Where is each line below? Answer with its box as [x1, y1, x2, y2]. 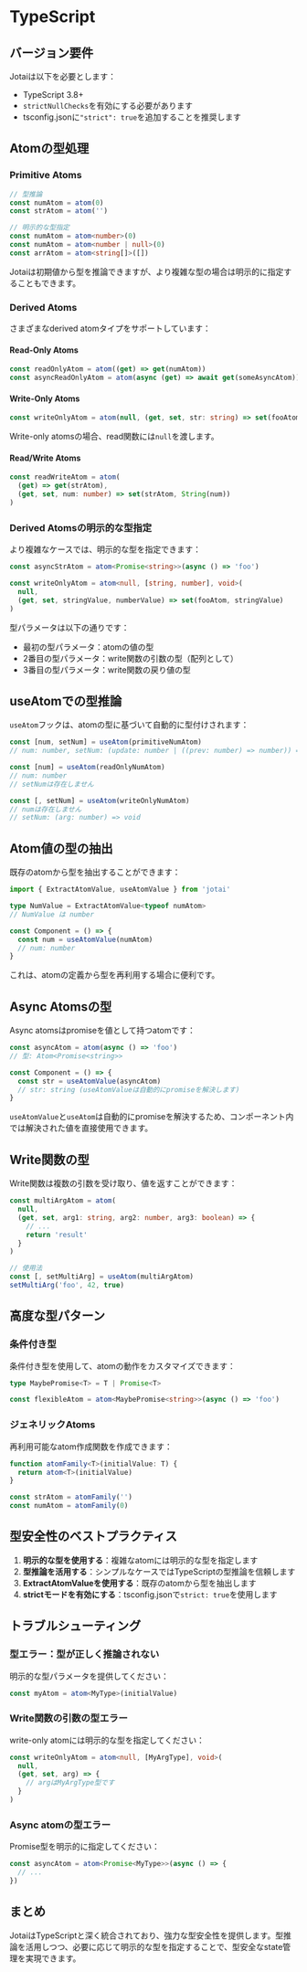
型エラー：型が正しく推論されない [9, 1648, 160, 1660]
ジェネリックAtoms [9, 1418, 96, 1431]
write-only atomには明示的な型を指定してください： [9, 1734, 206, 1745]
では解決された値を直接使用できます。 [9, 1122, 153, 1134]
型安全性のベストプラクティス [9, 1529, 178, 1544]
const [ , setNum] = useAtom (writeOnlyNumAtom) [9, 796, 190, 805]
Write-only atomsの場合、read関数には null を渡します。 [9, 431, 219, 442]
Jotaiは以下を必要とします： [9, 71, 117, 81]
